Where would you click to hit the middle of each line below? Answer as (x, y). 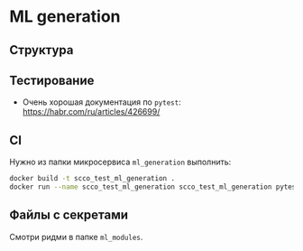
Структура (41, 50)
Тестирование (52, 80)
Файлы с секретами (69, 215)
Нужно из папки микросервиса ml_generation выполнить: (120, 162)
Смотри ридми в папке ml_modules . (76, 237)
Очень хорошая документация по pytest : (102, 102)
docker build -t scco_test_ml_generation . (92, 179)
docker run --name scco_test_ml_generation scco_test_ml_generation (141, 187)
